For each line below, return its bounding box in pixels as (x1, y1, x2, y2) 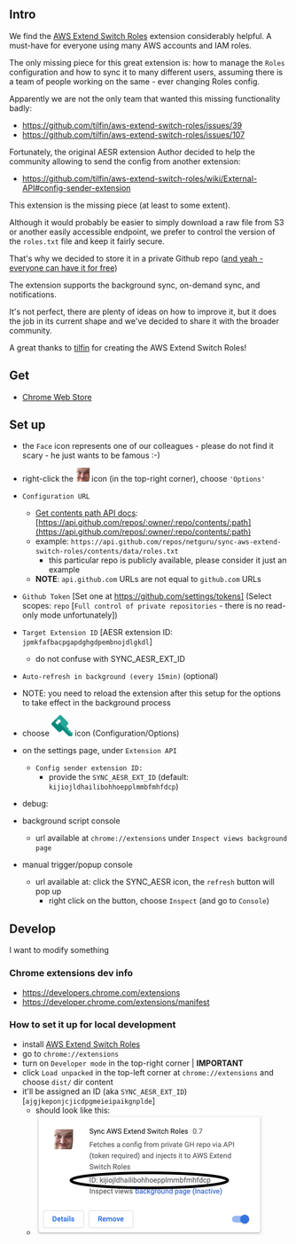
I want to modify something (9, 945, 109, 956)
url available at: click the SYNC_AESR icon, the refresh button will (35, 877, 275, 887)
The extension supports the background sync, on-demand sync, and (9, 280, 261, 290)
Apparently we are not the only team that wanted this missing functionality (9, 93, 281, 104)
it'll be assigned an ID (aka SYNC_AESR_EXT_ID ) (21, 1086, 188, 1097)
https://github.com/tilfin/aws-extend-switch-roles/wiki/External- (21, 173, 257, 184)
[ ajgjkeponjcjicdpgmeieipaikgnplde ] (21, 1095, 156, 1106)
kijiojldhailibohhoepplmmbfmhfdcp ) (48, 781, 179, 792)
